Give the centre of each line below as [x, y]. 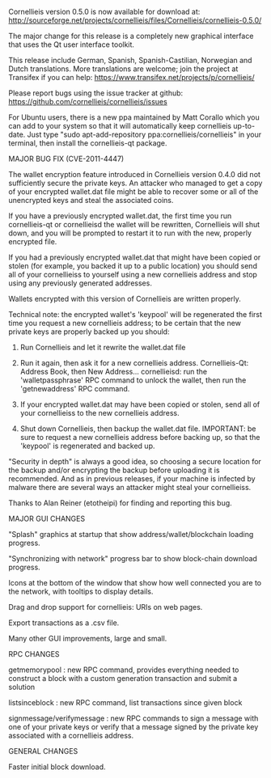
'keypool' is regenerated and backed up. [87, 446]
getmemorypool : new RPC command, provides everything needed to [124, 670]
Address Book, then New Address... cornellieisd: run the [114, 372]
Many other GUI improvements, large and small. [88, 638]
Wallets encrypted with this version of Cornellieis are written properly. [125, 299]
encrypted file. [33, 241]
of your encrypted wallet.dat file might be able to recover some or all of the [133, 192]
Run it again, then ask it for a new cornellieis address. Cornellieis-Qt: [134, 363]
